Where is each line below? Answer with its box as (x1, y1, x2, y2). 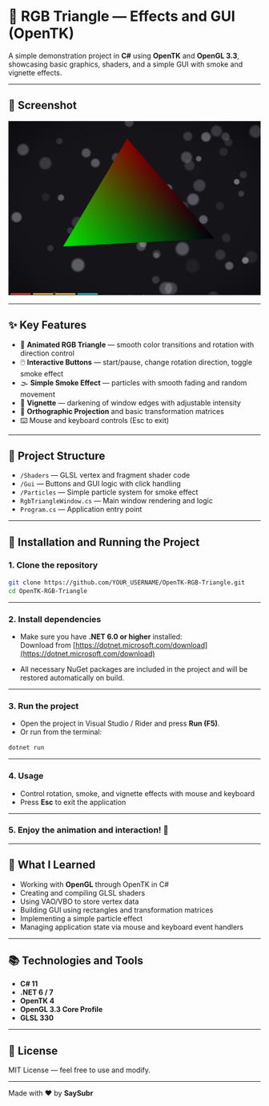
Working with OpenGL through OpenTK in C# (19, 879, 170, 889)
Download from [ (19, 640, 76, 650)
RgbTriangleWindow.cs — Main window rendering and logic (19, 496, 214, 506)
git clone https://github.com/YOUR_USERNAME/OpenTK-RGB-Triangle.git (8, 579, 246, 587)
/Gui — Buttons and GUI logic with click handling (19, 479, 182, 489)
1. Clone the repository (8, 559, 98, 571)
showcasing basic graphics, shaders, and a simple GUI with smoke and (8, 59, 243, 69)
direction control (19, 348, 74, 358)
